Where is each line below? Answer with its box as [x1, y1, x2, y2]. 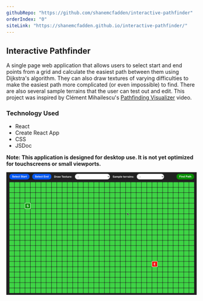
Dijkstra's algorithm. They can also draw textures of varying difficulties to [6, 74, 189, 82]
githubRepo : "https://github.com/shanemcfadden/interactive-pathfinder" [6, 10, 193, 16]
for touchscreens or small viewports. [6, 160, 101, 168]
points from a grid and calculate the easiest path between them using [6, 68, 179, 76]
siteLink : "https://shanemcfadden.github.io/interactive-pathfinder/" [6, 22, 188, 28]
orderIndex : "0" [6, 16, 47, 22]
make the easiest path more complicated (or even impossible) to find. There [6, 81, 195, 88]
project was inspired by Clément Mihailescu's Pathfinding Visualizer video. [6, 94, 192, 101]
